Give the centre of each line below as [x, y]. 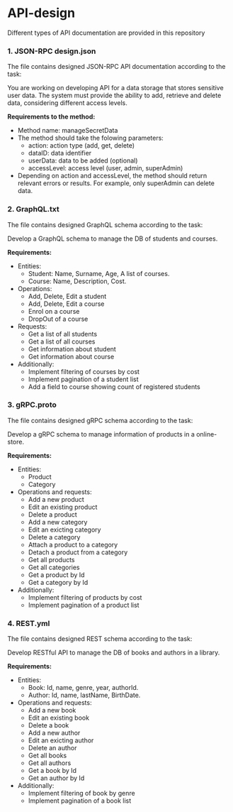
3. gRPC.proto [32, 405]
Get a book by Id [52, 771]
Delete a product [53, 514]
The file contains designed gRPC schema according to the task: [100, 420]
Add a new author [54, 733]
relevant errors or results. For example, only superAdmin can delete [116, 183]
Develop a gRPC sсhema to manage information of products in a [101, 434]
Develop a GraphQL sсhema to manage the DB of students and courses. [113, 238]
